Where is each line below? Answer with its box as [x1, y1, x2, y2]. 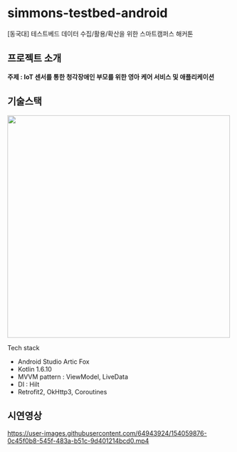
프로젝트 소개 [7, 52, 62, 65]
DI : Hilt [17, 379, 40, 389]
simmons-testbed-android [7, 5, 168, 21]
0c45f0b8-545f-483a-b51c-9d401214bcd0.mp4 [7, 436, 149, 446]
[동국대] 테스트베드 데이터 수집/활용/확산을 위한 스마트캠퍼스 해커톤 [7, 29, 194, 38]
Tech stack [7, 343, 40, 352]
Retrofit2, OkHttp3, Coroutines [17, 387, 107, 396]
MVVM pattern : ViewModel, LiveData [17, 372, 129, 381]
